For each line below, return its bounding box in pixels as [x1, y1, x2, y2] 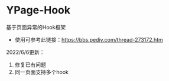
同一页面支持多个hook [14, 68, 69, 75]
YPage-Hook [6, 4, 71, 17]
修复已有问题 [14, 61, 46, 68]
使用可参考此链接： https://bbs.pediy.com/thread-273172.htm [14, 36, 164, 43]
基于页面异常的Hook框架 [6, 23, 66, 31]
